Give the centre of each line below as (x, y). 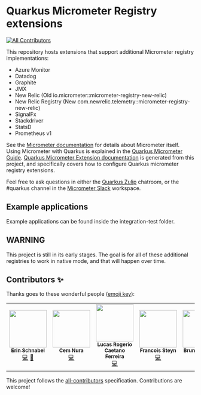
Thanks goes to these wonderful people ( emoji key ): (71, 294)
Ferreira (115, 356)
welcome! (18, 387)
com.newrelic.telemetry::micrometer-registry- (134, 101)
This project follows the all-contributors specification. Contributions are (94, 381)
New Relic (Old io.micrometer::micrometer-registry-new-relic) (91, 95)
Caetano (115, 350)
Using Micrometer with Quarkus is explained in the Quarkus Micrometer (95, 151)
